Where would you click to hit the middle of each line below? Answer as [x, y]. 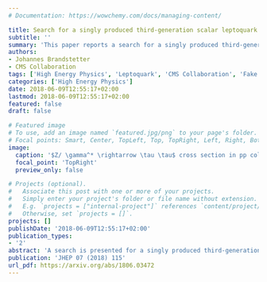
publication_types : [41, 236]
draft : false [30, 111]
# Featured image [37, 126]
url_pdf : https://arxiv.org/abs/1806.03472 [81, 265]
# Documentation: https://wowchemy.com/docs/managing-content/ [115, 15]
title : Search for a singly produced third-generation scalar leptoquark [133, 30]
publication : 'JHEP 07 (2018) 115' [67, 258]
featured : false [35, 104]
